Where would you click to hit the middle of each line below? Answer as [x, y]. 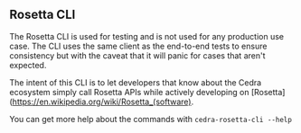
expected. [28, 65]
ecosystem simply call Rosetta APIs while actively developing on [129, 92]
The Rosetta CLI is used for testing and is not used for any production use [147, 36]
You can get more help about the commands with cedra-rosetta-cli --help [150, 119]
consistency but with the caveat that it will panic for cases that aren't [137, 55]
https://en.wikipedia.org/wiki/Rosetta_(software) [102, 102]
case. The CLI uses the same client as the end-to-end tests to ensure [138, 46]
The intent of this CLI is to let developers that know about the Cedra [136, 82]
